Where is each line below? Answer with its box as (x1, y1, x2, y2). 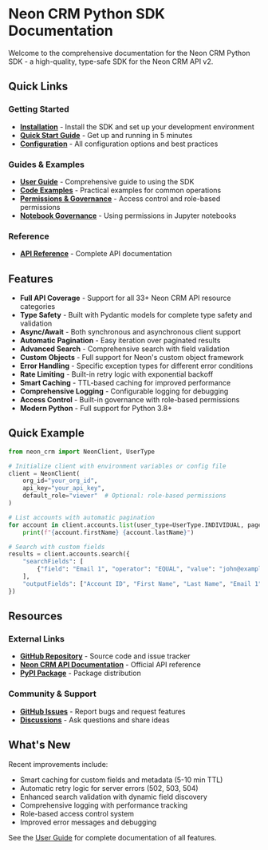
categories (19, 302, 56, 311)
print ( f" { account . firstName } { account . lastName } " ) (22, 528, 195, 536)
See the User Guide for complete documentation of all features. (8, 832, 217, 842)
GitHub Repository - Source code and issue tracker (19, 651, 191, 661)
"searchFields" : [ (22, 558, 84, 566)
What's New (8, 738, 71, 752)
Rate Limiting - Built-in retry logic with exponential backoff (19, 370, 214, 379)
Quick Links (8, 80, 69, 93)
